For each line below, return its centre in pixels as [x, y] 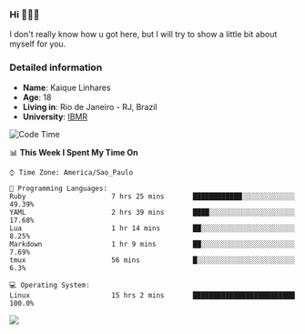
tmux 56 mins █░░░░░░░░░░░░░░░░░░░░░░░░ [152, 260]
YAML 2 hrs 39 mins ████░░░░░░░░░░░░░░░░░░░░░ [152, 212]
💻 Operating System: [50, 285]
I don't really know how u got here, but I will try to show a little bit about [143, 35]
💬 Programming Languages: [58, 188]
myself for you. [38, 44]
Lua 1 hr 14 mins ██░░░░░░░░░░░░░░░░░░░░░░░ [152, 228]
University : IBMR [55, 116]
